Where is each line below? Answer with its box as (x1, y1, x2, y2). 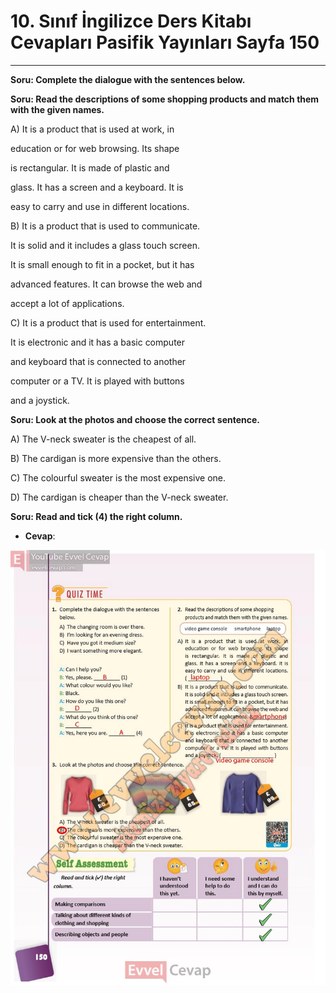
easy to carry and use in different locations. (10, 200, 190, 212)
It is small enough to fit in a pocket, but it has (10, 258, 195, 270)
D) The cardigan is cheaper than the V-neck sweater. (10, 491, 229, 503)
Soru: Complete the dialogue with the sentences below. (10, 73, 246, 85)
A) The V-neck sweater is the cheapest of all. (10, 433, 197, 445)
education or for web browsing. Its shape (10, 142, 180, 154)
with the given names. (10, 103, 105, 115)
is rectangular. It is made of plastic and (10, 161, 170, 174)
